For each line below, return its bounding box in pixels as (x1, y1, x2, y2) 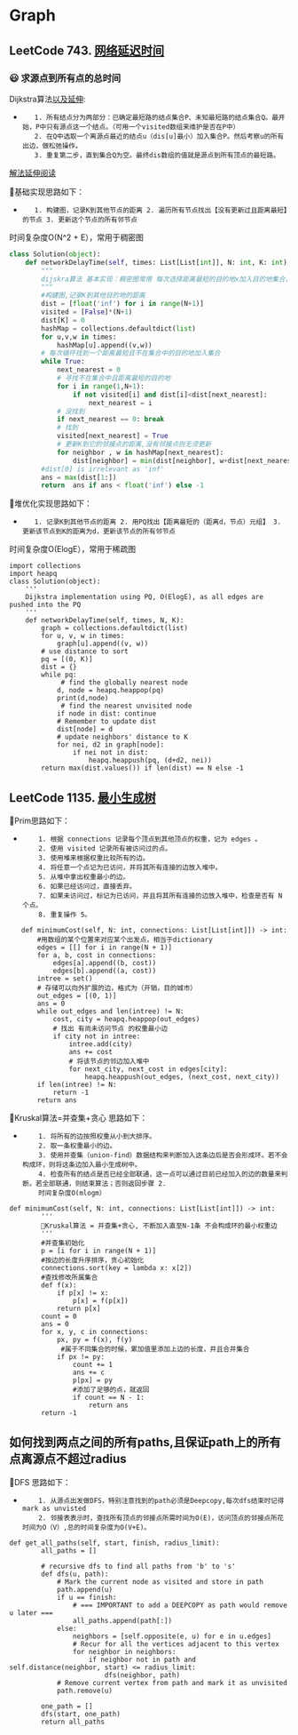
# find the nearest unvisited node (60, 701, 192, 711)
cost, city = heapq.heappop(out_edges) (52, 1015, 200, 1024)
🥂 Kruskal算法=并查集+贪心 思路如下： (9, 1113, 148, 1123)
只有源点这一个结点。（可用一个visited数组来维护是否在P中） (45, 122, 240, 132)
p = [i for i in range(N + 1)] (41, 1246, 157, 1256)
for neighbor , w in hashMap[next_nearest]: (56, 448, 224, 457)
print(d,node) (56, 694, 109, 703)
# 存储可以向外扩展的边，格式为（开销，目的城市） (36, 984, 197, 993)
